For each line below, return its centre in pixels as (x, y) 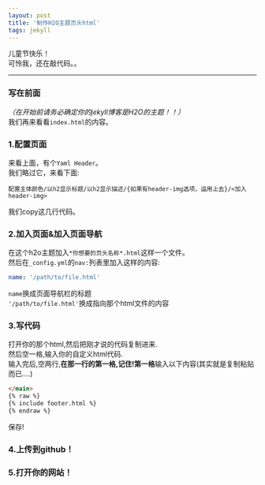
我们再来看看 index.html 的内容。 (60, 121)
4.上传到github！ (41, 449)
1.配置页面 (28, 144)
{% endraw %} (30, 411)
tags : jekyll (30, 30)
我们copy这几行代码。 (44, 211)
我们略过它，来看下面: (44, 172)
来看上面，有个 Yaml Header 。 (55, 162)
